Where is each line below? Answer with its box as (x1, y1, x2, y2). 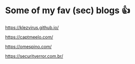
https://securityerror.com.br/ (5, 53, 63, 59)
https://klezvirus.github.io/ (5, 24, 59, 31)
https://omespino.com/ (5, 43, 52, 49)
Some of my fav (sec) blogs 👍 (5, 5, 131, 16)
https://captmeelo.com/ (5, 34, 53, 40)
